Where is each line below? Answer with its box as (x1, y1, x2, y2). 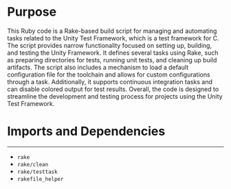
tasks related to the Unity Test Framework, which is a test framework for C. (7, 34, 220, 42)
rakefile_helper (16, 175, 64, 182)
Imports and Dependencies (7, 124, 166, 139)
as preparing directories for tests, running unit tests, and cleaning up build (7, 55, 217, 64)
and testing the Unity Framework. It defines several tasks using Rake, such (7, 49, 219, 57)
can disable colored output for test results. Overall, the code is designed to (7, 85, 219, 93)
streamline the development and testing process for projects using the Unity (7, 92, 223, 100)
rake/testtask (16, 168, 58, 175)
